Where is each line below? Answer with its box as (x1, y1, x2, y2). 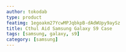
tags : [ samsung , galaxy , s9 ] (6, 31, 80, 37)
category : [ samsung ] (6, 36, 59, 42)
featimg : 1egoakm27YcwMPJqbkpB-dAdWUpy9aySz (6, 20, 121, 26)
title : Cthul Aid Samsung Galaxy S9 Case (6, 25, 113, 32)
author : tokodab (6, 8, 47, 15)
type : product (6, 14, 42, 20)
